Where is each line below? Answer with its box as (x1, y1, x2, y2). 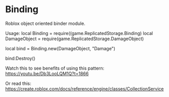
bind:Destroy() (5, 55, 36, 61)
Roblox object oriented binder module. (5, 20, 85, 26)
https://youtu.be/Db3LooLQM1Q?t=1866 (5, 70, 89, 77)
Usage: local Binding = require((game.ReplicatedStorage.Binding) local (5, 30, 153, 36)
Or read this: (5, 80, 31, 86)
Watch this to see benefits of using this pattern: (5, 65, 105, 71)
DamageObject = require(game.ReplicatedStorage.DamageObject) (5, 36, 144, 42)
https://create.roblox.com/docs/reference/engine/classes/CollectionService (5, 85, 164, 92)
